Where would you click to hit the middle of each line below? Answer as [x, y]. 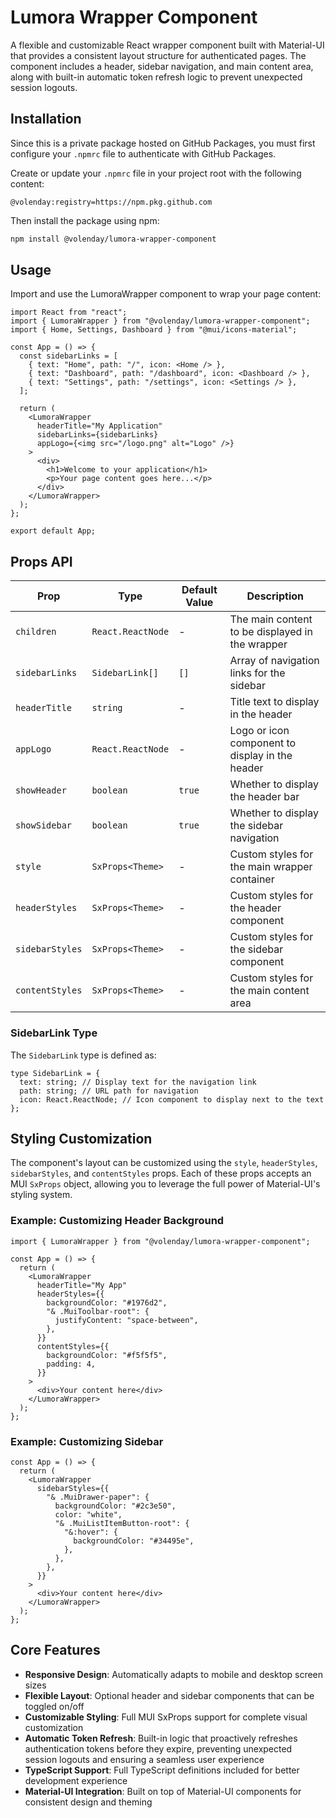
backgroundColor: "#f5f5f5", [107, 1355]
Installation [46, 119]
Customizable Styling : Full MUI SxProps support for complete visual [166, 1717]
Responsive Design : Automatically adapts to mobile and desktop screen [174, 1674]
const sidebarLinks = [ [68, 356]
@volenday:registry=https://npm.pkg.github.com [111, 202]
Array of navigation [274, 661]
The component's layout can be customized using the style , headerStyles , [164, 1163]
